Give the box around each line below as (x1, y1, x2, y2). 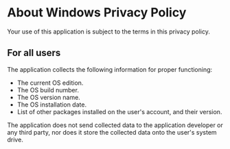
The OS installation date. (16, 100, 87, 109)
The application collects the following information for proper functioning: (7, 65, 213, 73)
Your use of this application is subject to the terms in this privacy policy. (7, 27, 211, 36)
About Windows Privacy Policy (7, 5, 187, 21)
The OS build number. (16, 85, 79, 94)
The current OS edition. (16, 79, 84, 87)
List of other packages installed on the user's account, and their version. (16, 107, 222, 116)
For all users (7, 47, 61, 59)
